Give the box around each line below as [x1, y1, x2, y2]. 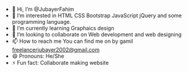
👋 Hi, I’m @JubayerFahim [11, 6, 75, 12]
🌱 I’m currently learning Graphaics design [11, 24, 115, 32]
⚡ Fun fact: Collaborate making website [11, 60, 109, 66]
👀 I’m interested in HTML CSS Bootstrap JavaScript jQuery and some [11, 12, 182, 19]
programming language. [11, 18, 72, 25]
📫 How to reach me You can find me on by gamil [11, 37, 134, 45]
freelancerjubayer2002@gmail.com [11, 46, 100, 53]
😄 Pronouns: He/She [11, 52, 65, 60]
